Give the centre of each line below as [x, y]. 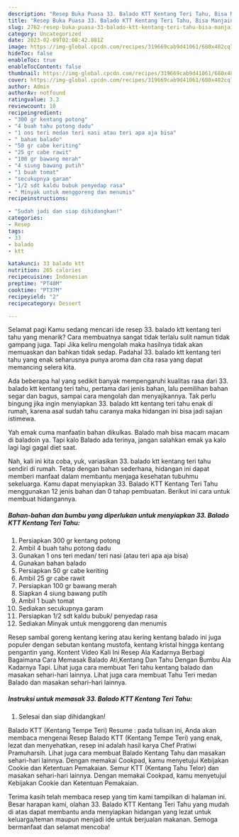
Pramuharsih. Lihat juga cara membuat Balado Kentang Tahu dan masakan [117, 753]
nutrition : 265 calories [45, 270]
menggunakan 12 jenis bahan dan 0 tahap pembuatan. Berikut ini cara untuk [119, 492]
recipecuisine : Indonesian [48, 277]
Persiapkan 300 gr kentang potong [69, 541]
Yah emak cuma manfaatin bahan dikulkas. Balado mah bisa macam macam [119, 433]
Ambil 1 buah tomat [46, 601]
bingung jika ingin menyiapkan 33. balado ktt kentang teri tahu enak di [111, 404]
